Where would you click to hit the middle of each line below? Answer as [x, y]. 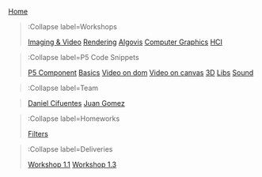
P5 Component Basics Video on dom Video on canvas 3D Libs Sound [140, 73]
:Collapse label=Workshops [72, 26]
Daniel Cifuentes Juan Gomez [76, 103]
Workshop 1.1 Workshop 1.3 [72, 164]
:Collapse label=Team [63, 88]
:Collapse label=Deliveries [70, 149]
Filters [38, 134]
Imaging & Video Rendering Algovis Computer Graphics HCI [125, 42]
